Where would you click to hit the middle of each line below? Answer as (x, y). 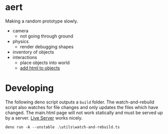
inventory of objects (33, 52)
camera (20, 30)
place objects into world (45, 62)
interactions (25, 57)
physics (21, 41)
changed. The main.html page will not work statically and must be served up (84, 112)
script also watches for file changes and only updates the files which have (82, 107)
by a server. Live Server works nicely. (44, 118)
